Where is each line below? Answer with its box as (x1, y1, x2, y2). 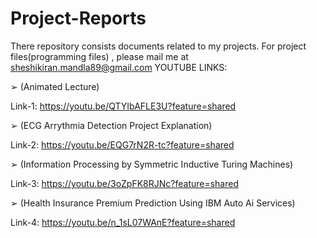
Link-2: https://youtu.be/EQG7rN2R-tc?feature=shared (10, 138, 235, 151)
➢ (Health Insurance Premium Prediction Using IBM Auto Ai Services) (10, 197, 296, 209)
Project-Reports (10, 7, 147, 30)
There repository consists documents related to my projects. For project (10, 40, 307, 52)
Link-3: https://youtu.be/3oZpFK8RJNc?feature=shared (10, 177, 240, 189)
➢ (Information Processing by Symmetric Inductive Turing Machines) (10, 158, 294, 170)
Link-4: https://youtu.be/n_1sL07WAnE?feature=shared (10, 216, 236, 228)
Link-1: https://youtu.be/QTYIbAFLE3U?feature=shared (10, 100, 237, 112)
